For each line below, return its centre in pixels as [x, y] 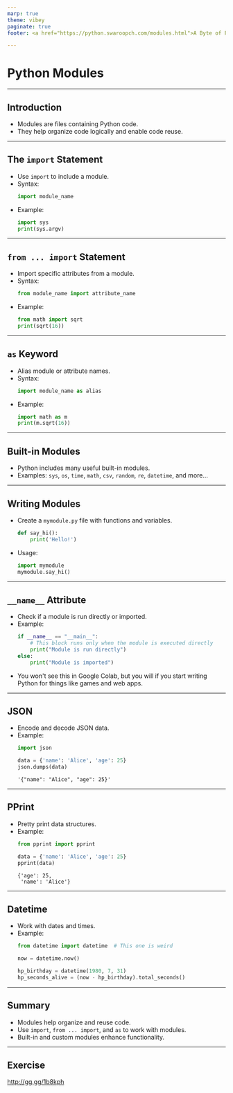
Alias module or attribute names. [64, 371]
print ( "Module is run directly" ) [78, 649]
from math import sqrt [50, 320]
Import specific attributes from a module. [76, 274]
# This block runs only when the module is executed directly [122, 643]
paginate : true [29, 26]
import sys [33, 222]
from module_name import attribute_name [76, 294]
